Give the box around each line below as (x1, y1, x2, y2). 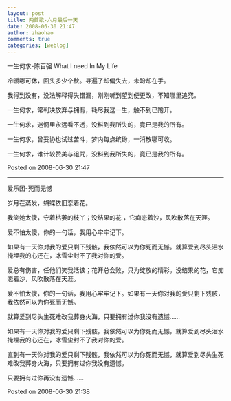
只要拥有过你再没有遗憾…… (7, 373, 85, 382)
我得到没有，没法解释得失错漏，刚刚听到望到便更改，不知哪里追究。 (7, 91, 200, 99)
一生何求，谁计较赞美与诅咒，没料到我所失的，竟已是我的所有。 (7, 150, 188, 158)
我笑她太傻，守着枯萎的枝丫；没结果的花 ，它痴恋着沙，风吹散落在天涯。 (7, 214, 214, 221)
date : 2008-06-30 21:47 (7, 23, 76, 30)
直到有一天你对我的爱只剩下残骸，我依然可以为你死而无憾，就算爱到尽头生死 (7, 351, 224, 358)
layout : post (7, 10, 45, 17)
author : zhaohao (7, 29, 54, 37)
